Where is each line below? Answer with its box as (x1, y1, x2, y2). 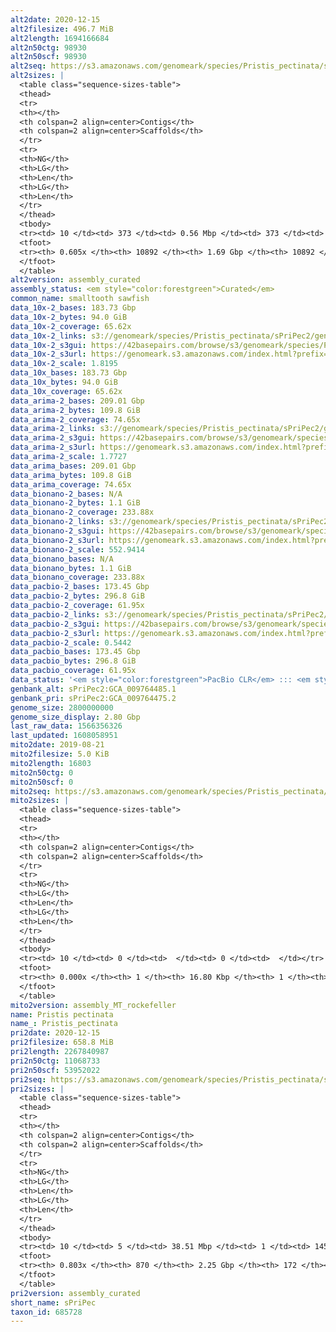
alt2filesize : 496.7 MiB (10, 24, 114, 34)
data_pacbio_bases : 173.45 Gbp (10, 647, 141, 657)
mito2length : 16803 (10, 758, 92, 768)
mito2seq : (10, 786, 52, 796)
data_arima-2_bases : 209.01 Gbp (10, 396, 145, 406)
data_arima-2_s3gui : (10, 433, 97, 443)
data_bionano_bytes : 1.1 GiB (10, 563, 132, 573)
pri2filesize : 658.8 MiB (10, 1037, 114, 1048)
